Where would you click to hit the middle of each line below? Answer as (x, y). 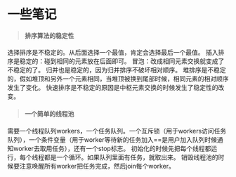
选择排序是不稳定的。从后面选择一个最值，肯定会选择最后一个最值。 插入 (113, 53)
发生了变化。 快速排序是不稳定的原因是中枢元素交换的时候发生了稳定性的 (113, 88)
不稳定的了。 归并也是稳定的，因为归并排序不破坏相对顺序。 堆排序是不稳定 (117, 70)
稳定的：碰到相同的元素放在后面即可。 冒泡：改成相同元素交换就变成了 (122, 61)
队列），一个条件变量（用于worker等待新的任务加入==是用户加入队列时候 (112, 139)
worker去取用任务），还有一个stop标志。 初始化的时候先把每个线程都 (112, 148)
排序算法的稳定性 (49, 35)
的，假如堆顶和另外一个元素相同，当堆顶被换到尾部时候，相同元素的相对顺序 (118, 79)
